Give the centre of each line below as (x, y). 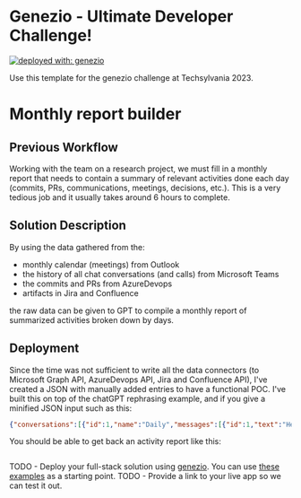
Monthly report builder (95, 114)
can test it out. (36, 485)
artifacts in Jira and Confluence (80, 293)
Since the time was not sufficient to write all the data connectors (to (134, 370)
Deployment (44, 349)
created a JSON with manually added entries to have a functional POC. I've (148, 389)
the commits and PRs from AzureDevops (97, 284)
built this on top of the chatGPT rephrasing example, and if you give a (138, 398)
